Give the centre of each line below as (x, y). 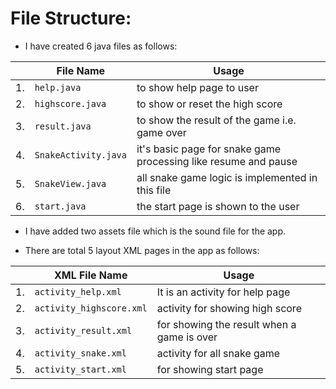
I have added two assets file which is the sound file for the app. (155, 231)
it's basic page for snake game (209, 149)
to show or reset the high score (209, 104)
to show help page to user (197, 87)
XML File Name (90, 275)
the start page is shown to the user (218, 206)
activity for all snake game (218, 353)
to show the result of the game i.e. (216, 120)
